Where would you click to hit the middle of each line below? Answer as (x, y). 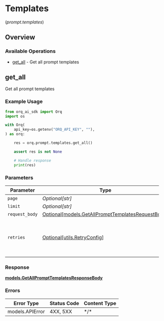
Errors (13, 291)
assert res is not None (38, 152)
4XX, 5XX (61, 311)
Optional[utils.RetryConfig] (73, 237)
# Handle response (32, 160)
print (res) (25, 165)
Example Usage (24, 101)
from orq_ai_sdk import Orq (34, 112)
